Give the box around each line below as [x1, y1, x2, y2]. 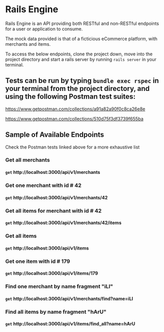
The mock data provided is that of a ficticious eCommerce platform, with [5, 36, 158, 42]
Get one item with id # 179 [5, 258, 70, 265]
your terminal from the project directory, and [5, 84, 150, 93]
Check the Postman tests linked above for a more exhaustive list [5, 144, 140, 150]
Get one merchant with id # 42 [5, 182, 81, 189]
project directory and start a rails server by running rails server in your [5, 56, 157, 62]
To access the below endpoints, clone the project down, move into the [5, 51, 153, 57]
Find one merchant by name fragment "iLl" [5, 283, 114, 290]
